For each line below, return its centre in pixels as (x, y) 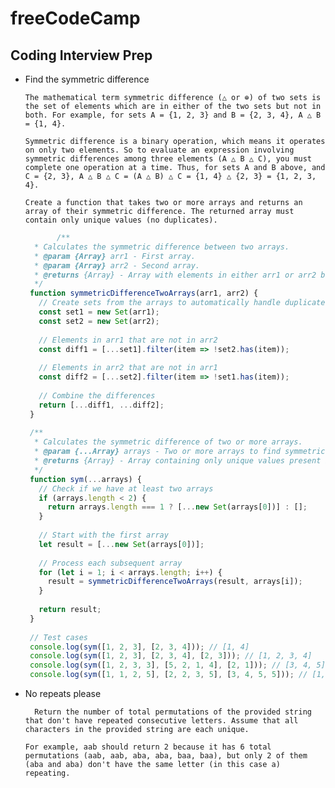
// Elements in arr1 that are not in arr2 (128, 340)
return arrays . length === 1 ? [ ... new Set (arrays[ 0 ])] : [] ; (177, 507)
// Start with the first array (103, 535)
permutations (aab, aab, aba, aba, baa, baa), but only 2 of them (166, 756)
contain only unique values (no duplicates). (121, 220)
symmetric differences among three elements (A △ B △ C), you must (168, 159)
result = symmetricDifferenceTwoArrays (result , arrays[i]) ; (175, 582)
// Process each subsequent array (110, 563)
